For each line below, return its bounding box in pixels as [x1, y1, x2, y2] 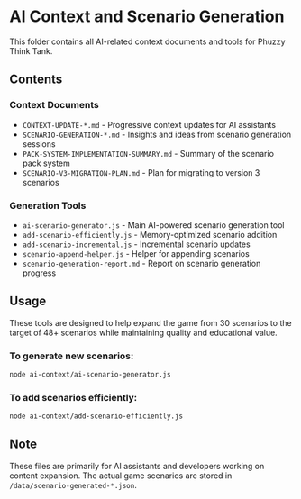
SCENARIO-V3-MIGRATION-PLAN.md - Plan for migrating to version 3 [22, 167, 260, 177]
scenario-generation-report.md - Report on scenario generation [22, 258, 261, 268]
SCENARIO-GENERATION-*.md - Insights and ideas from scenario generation [22, 129, 292, 140]
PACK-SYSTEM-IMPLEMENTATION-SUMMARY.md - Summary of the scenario [22, 148, 275, 159]
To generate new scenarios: [9, 349, 134, 362]
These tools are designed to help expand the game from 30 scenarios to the [9, 317, 292, 328]
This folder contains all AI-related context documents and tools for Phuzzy [9, 36, 286, 47]
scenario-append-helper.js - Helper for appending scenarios [22, 248, 250, 259]
